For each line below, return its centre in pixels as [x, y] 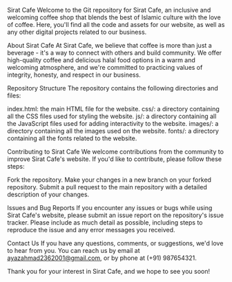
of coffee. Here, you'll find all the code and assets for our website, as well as [116, 25]
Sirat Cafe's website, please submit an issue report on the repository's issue [116, 215]
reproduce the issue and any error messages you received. [91, 230]
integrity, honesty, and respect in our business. [74, 75]
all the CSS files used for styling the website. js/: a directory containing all [112, 116]
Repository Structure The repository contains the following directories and [113, 88]
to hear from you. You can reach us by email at [74, 251]
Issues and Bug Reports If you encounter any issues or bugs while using [110, 208]
